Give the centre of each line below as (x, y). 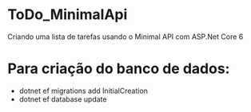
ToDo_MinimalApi (68, 15)
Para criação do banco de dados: (119, 69)
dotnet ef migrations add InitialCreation (84, 91)
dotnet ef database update (63, 99)
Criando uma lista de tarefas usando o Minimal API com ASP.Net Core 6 (125, 37)
